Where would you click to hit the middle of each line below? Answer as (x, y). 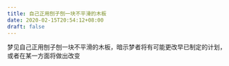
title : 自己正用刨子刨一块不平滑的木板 (57, 14)
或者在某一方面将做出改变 (44, 56)
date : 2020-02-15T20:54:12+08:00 (56, 20)
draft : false (26, 26)
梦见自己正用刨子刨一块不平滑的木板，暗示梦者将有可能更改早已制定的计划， (117, 47)
